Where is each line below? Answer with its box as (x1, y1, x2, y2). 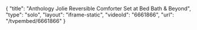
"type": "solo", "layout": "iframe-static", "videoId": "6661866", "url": (5, 11, 175, 18)
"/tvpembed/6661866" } (5, 18, 66, 24)
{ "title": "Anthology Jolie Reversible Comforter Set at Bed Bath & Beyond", (5, 5, 192, 12)
